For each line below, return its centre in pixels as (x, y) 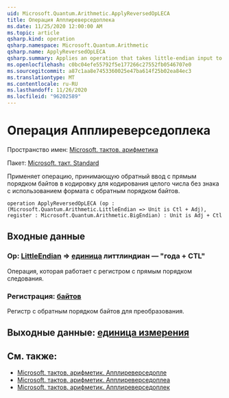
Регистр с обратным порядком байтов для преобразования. (96, 311)
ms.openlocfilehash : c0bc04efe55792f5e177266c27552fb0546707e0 (99, 65)
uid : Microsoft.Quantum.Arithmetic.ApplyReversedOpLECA (88, 13)
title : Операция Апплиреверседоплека (61, 20)
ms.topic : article (33, 33)
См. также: (32, 356)
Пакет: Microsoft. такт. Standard (53, 163)
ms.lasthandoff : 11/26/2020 (47, 90)
